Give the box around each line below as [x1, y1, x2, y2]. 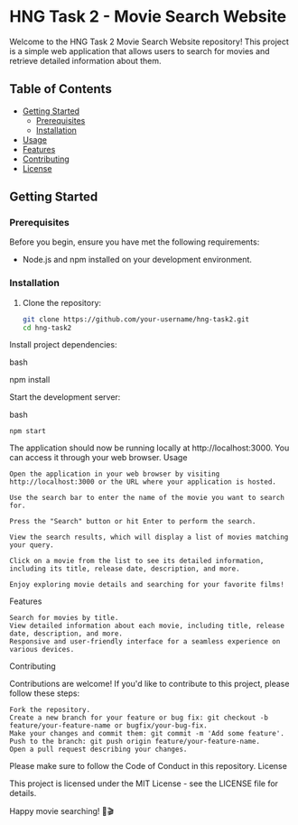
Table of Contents [9, 81, 113, 97]
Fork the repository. [9, 706, 91, 715]
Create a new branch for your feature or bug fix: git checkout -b [9, 713, 269, 723]
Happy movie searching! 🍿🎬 [9, 806, 115, 817]
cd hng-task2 [22, 323, 72, 332]
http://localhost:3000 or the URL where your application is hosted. [9, 477, 277, 487]
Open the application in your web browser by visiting [9, 469, 220, 479]
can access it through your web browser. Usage [9, 452, 188, 463]
